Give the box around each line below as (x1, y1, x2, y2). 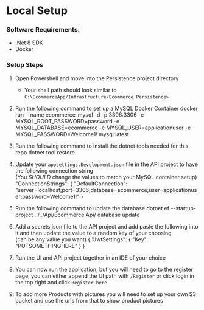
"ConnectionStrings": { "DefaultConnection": (15, 180, 128, 187)
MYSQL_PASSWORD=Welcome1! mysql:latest (15, 130, 129, 137)
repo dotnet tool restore (15, 148, 75, 156)
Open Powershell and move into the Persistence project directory (15, 74, 179, 82)
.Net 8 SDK (15, 39, 44, 46)
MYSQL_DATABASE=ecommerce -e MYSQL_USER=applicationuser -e (15, 124, 191, 131)
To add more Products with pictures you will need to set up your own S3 (15, 290, 197, 298)
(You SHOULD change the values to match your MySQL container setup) (15, 173, 197, 181)
